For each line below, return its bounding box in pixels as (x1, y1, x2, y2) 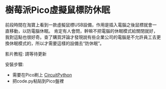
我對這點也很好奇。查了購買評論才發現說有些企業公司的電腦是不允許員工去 (5, 34, 157, 40)
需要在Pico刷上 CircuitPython (12, 72, 72, 78)
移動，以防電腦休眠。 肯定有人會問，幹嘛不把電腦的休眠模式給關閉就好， (9, 28, 158, 34)
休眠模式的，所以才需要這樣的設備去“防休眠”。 (9, 40, 105, 46)
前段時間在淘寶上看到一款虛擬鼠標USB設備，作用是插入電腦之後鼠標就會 (5, 22, 153, 28)
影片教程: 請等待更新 (5, 50, 47, 57)
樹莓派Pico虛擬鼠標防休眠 (5, 4, 110, 16)
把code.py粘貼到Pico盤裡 (12, 78, 64, 84)
